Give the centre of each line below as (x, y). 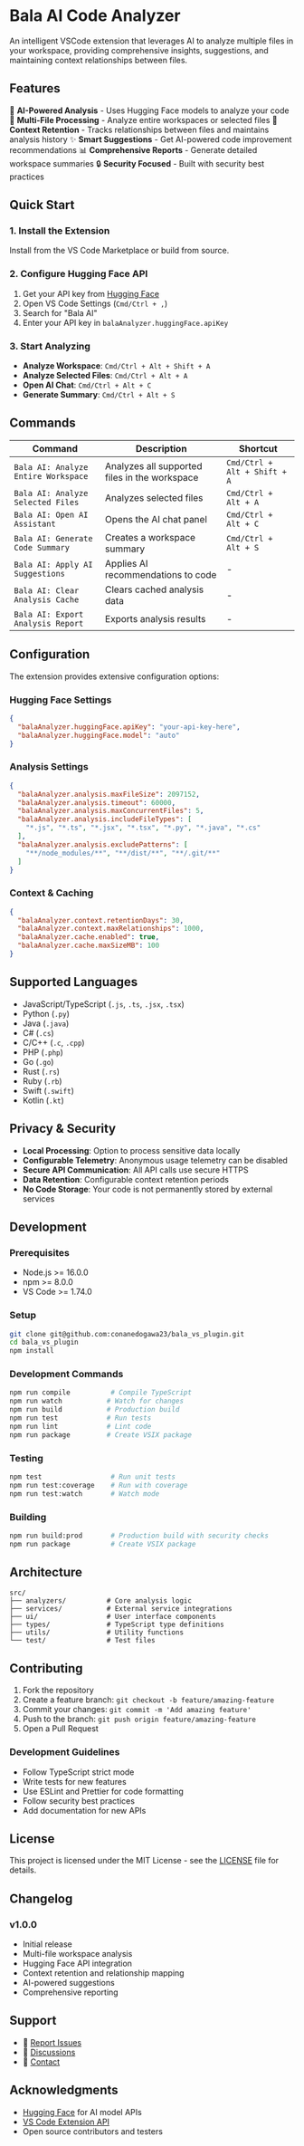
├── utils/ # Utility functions (96, 1633)
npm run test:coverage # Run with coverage (99, 1485)
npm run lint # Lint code (81, 1426)
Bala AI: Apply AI (53, 564)
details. (23, 1870)
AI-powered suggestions (68, 1983)
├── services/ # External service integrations (121, 1609)
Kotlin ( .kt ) (43, 1100)
